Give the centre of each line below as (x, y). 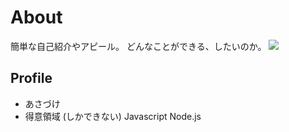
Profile (31, 78)
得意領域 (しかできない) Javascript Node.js (113, 116)
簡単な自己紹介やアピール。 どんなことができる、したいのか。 (138, 46)
